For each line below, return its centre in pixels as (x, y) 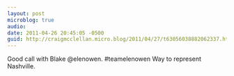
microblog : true (31, 20)
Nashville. (22, 66)
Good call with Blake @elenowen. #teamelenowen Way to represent (104, 59)
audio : (17, 26)
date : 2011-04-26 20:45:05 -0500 (56, 33)
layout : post (26, 13)
